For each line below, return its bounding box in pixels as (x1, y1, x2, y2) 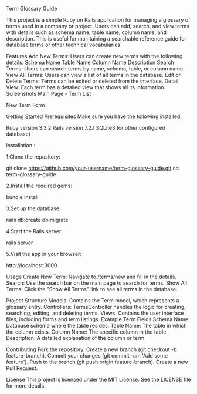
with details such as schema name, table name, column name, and (6, 29, 167, 36)
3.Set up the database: (6, 205, 61, 212)
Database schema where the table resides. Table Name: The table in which (6, 322, 187, 329)
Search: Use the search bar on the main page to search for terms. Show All (6, 279, 188, 287)
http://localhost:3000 (6, 262, 57, 269)
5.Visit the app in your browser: (6, 251, 82, 257)
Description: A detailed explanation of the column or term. (6, 335, 146, 341)
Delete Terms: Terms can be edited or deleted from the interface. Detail (6, 78, 179, 85)
